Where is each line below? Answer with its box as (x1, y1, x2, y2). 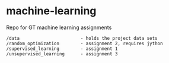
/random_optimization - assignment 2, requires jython (6, 40, 163, 46)
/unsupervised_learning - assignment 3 (6, 51, 118, 57)
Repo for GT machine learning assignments (6, 24, 112, 31)
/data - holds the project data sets (6, 35, 158, 41)
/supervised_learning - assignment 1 (6, 46, 118, 52)
